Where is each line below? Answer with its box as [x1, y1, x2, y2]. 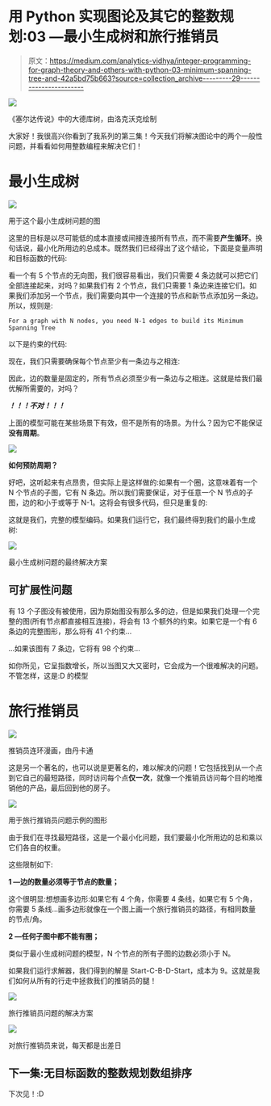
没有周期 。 [8, 427, 44, 437]
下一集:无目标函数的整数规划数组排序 [8, 1066, 193, 1080]
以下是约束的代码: [8, 339, 68, 348]
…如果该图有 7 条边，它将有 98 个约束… [8, 643, 141, 653]
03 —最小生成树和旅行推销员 [27, 27, 219, 46]
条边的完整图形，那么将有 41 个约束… [8, 626, 132, 636]
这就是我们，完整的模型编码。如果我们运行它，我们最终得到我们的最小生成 [8, 515, 256, 524]
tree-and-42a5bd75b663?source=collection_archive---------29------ [27, 74, 261, 83]
